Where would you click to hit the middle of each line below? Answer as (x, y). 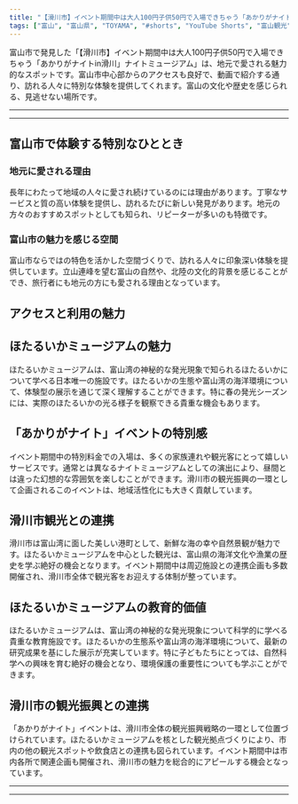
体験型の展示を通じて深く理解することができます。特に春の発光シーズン (156, 391)
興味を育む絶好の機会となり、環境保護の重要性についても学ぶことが (156, 664)
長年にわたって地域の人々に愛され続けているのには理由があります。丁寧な (145, 193)
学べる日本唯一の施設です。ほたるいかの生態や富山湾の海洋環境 (149, 380)
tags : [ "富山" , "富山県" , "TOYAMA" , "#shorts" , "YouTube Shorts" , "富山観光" (150, 26)
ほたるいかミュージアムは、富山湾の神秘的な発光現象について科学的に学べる (149, 630)
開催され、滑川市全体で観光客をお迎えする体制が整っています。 (125, 577)
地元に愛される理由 (50, 171)
